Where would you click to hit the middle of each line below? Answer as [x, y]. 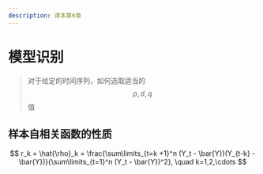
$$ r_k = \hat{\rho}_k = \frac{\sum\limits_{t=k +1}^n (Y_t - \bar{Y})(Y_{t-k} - [133, 153]
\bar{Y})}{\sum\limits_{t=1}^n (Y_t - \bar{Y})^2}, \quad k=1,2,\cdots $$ [133, 162]
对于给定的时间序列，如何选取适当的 [86, 81]
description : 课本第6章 [45, 15]
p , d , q [143, 93]
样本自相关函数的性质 [60, 134]
